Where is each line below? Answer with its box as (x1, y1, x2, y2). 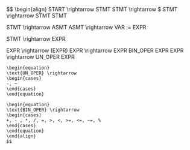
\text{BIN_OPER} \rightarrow (6, 107, 80, 113)
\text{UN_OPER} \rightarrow (6, 70, 77, 76)
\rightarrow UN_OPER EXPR (6, 53, 75, 60)
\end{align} (6, 133, 36, 139)
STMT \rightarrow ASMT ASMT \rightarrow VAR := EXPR (6, 24, 147, 31)
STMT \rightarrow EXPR (6, 35, 66, 42)
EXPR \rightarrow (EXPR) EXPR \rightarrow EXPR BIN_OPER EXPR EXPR (6, 47, 184, 54)
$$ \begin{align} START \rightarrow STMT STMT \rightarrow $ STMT (6, 6, 178, 13)
